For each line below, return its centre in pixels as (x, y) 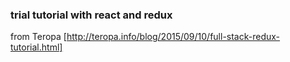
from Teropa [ (38, 37)
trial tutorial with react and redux (91, 15)
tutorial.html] (36, 47)
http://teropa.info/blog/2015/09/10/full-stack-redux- (173, 37)
